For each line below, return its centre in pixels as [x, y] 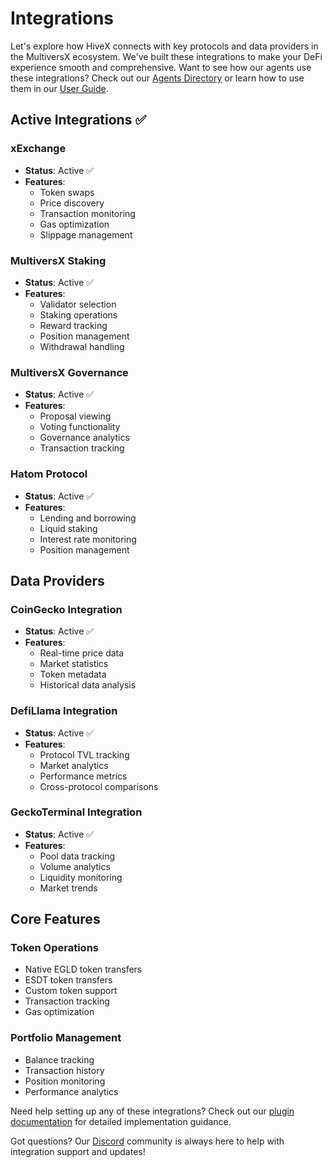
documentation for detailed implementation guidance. [121, 1121]
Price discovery [72, 203]
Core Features [55, 919]
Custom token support [71, 991]
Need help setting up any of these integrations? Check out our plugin [152, 1111]
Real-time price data [82, 653]
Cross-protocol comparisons [99, 786]
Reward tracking [73, 325]
